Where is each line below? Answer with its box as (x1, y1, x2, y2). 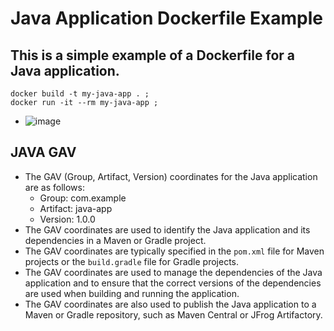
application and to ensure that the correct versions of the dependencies (24, 277, 322, 289)
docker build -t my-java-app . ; (10, 89, 150, 99)
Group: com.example (39, 192, 127, 204)
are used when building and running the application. (24, 287, 240, 299)
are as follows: (24, 181, 85, 193)
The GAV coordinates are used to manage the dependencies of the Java (24, 266, 323, 278)
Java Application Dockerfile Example (10, 7, 323, 30)
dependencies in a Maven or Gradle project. (24, 234, 207, 246)
